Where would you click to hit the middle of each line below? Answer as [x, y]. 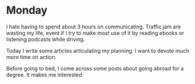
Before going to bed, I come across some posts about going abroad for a [95, 68]
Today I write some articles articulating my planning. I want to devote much [98, 50]
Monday [27, 10]
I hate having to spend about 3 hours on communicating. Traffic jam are [94, 27]
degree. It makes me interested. [45, 75]
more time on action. [31, 57]
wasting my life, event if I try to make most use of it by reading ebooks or [95, 33]
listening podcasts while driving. [46, 39]
